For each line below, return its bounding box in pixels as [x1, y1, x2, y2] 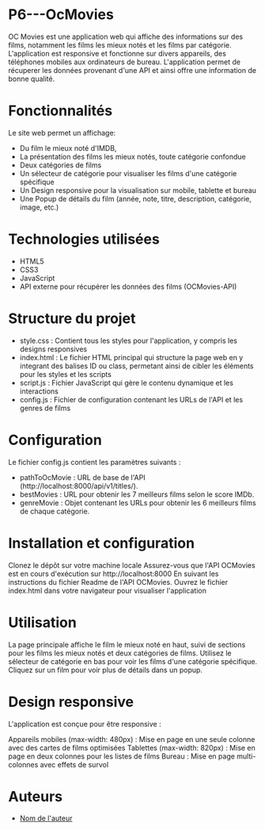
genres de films [19, 403, 71, 413]
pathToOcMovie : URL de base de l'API [19, 472, 146, 482]
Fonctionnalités [8, 102, 113, 120]
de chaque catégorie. [19, 506, 90, 516]
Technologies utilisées [8, 230, 160, 248]
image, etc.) [19, 202, 59, 212]
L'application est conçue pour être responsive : [8, 719, 161, 728]
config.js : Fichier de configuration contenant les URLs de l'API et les [19, 394, 244, 404]
